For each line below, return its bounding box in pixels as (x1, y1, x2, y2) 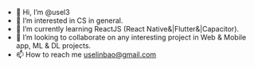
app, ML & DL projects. (15, 41, 92, 50)
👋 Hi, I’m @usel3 (15, 8, 70, 17)
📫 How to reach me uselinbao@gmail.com (15, 50, 157, 59)
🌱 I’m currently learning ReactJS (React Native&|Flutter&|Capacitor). (15, 24, 240, 33)
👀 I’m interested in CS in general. (15, 16, 123, 25)
